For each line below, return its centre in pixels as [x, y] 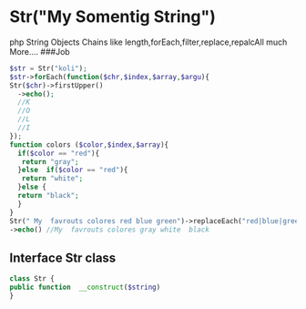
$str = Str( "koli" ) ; [49, 68]
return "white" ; [52, 179]
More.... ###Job [40, 51]
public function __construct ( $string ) [85, 288]
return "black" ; [48, 196]
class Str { [32, 279]
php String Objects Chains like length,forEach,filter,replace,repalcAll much [148, 42]
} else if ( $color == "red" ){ [73, 170]
